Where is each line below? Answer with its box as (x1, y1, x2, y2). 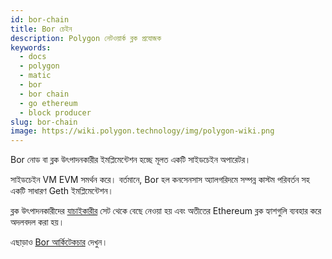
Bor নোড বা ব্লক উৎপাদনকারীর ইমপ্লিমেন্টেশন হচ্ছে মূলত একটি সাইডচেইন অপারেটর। (10, 154, 252, 166)
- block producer (19, 107, 92, 118)
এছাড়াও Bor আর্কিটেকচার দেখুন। (10, 236, 108, 248)
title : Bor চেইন (10, 24, 73, 34)
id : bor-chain (10, 14, 70, 25)
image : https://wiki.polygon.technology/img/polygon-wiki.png (10, 126, 275, 136)
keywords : (10, 42, 52, 53)
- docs (19, 52, 47, 62)
